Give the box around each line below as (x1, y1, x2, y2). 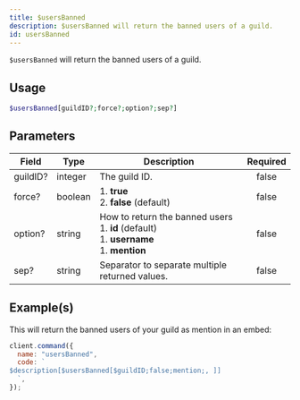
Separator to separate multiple (99, 259, 228, 271)
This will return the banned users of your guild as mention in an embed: (9, 324, 272, 335)
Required (246, 155, 287, 167)
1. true (99, 184, 129, 197)
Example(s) (9, 301, 74, 316)
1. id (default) (99, 221, 158, 234)
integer (56, 170, 87, 183)
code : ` (17, 358, 46, 367)
